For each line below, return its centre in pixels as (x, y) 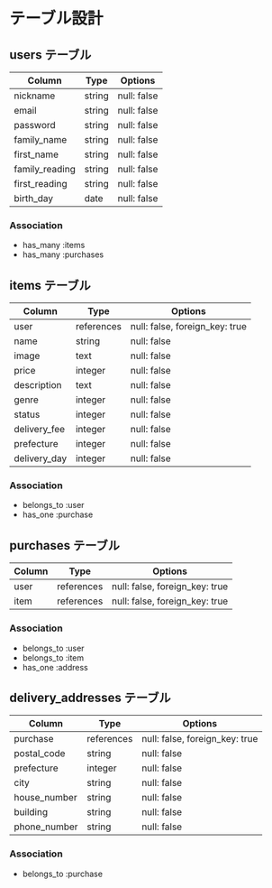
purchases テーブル (64, 546)
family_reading (45, 169)
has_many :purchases (63, 254)
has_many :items (54, 245)
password (35, 125)
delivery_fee (40, 430)
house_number (46, 798)
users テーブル (50, 55)
